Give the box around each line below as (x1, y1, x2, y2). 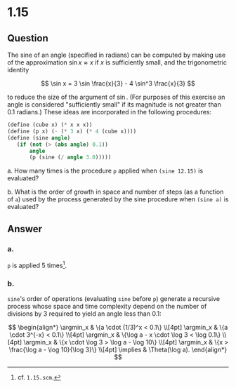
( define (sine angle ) (7, 134, 71, 141)
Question (7, 32, 48, 44)
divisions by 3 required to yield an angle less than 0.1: (7, 309, 162, 318)
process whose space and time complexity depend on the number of (7, 302, 207, 310)
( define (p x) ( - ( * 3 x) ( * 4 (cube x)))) (7, 128, 137, 135)
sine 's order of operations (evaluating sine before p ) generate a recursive (7, 294, 220, 302)
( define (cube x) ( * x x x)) (7, 121, 93, 128)
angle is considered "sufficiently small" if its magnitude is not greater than (7, 100, 221, 109)
